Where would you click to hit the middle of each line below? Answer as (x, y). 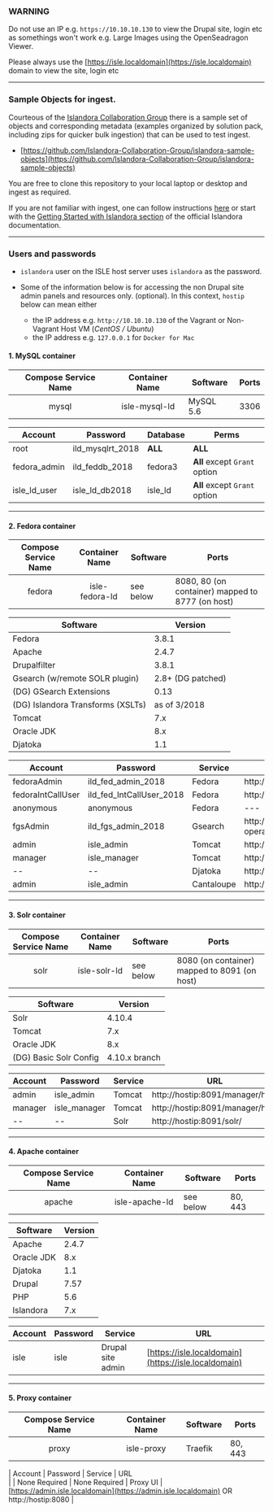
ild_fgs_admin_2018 (126, 826)
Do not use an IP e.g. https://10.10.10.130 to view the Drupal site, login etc (135, 29)
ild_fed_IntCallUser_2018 (136, 795)
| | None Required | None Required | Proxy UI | (86, 1482)
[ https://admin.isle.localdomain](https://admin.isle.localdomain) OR (121, 1491)
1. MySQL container (42, 356)
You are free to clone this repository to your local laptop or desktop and (128, 183)
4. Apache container (44, 1152)
